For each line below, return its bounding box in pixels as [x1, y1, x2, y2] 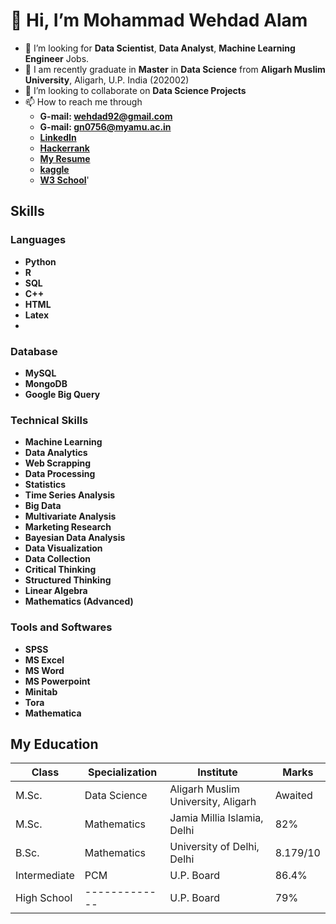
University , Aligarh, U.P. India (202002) [24, 74, 190, 86]
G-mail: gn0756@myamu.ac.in [39, 120, 172, 133]
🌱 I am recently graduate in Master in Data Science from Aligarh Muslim [24, 63, 326, 75]
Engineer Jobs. [24, 52, 90, 64]
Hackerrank [39, 142, 90, 154]
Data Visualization [24, 542, 103, 554]
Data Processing [24, 468, 96, 480]
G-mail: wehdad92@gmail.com [39, 110, 173, 122]
